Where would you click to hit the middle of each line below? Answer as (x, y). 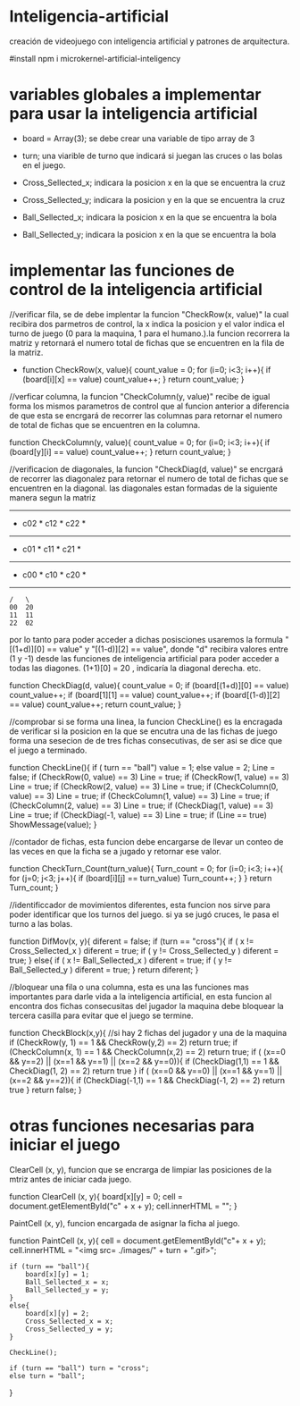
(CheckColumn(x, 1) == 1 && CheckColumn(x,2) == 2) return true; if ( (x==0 (147, 1051)
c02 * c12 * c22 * (54, 523)
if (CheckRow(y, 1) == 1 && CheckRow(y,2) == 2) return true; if (124, 1042)
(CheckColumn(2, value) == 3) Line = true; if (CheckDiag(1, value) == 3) (142, 805)
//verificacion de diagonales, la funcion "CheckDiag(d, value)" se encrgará (146, 469)
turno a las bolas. (41, 923)
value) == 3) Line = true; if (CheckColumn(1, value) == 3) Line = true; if (139, 796)
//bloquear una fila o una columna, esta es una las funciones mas (129, 987)
